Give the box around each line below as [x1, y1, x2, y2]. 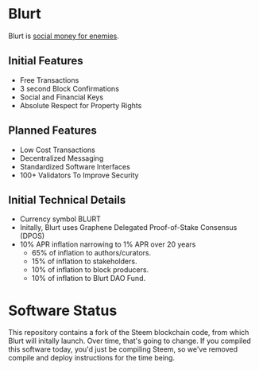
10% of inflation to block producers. [31, 265, 149, 275]
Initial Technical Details [8, 193, 126, 207]
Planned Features [8, 124, 98, 138]
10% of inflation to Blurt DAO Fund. [31, 274, 145, 283]
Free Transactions [19, 75, 79, 84]
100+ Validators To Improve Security [19, 170, 139, 180]
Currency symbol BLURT [19, 214, 102, 224]
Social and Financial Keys [19, 92, 104, 102]
